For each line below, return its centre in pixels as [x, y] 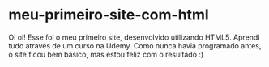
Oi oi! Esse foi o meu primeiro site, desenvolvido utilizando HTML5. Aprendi [134, 37]
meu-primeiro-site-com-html [109, 15]
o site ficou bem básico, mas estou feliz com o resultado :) [106, 54]
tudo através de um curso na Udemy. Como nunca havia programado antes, [135, 45]
